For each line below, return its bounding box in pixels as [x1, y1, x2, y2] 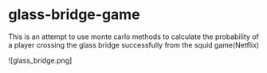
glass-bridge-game [8, 6, 141, 24]
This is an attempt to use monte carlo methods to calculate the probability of [8, 32, 259, 41]
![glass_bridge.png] [8, 56, 73, 65]
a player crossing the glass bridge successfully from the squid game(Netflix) [8, 40, 260, 49]
